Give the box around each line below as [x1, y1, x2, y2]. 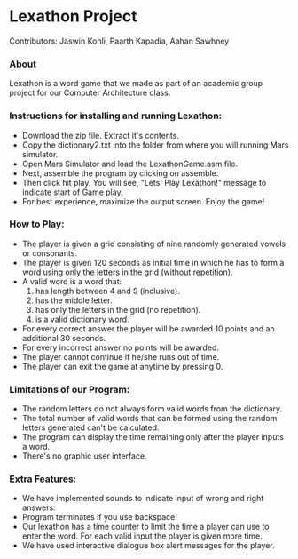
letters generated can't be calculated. [21, 422, 160, 433]
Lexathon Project [9, 6, 137, 27]
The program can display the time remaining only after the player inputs [21, 432, 284, 443]
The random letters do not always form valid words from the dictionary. [21, 403, 283, 414]
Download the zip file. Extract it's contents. [21, 130, 180, 140]
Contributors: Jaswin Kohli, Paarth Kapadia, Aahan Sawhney [9, 36, 230, 46]
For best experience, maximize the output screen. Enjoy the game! [21, 196, 265, 206]
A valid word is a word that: [21, 276, 122, 286]
